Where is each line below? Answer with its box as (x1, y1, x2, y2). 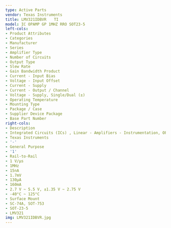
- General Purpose (5, 144, 44, 150)
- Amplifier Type (5, 50, 42, 55)
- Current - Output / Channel (5, 87, 70, 93)
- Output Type (5, 59, 36, 64)
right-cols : (5, 120, 31, 126)
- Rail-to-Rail (5, 154, 38, 159)
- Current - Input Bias (5, 74, 56, 79)
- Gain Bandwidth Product (5, 69, 60, 74)
